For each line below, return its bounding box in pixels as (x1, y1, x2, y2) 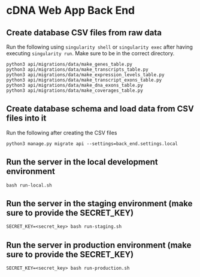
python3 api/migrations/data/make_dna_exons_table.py (6, 82, 144, 88)
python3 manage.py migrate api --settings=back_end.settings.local (6, 140, 178, 147)
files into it (6, 113, 47, 124)
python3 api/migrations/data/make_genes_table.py (6, 61, 133, 67)
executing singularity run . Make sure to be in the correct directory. (6, 50, 175, 57)
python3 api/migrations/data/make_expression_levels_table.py (6, 72, 165, 78)
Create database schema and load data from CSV (6, 104, 195, 114)
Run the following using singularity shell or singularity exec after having (6, 43, 193, 50)
